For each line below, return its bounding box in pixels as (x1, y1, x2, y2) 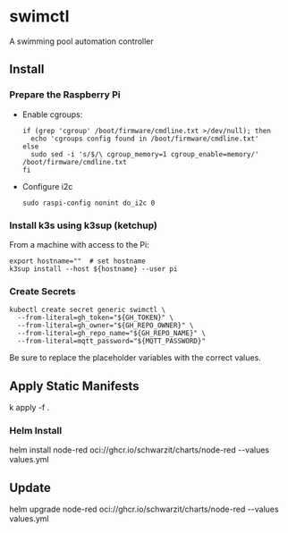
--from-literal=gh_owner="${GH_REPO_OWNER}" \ (17, 321, 194, 330)
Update (9, 480, 52, 495)
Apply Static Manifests (9, 378, 140, 393)
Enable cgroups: (21, 109, 83, 120)
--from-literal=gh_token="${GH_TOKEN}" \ (17, 313, 174, 323)
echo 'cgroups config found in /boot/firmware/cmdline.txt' (30, 134, 259, 143)
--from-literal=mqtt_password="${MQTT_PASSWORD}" (17, 337, 206, 346)
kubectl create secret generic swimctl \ (9, 306, 166, 315)
